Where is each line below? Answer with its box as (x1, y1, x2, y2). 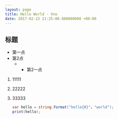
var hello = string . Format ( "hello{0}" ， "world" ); (12, 105, 114, 110)
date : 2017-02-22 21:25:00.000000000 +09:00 (5, 16, 97, 21)
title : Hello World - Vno (5, 12, 57, 17)
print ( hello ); (12, 109, 41, 115)
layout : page (5, 7, 32, 12)
